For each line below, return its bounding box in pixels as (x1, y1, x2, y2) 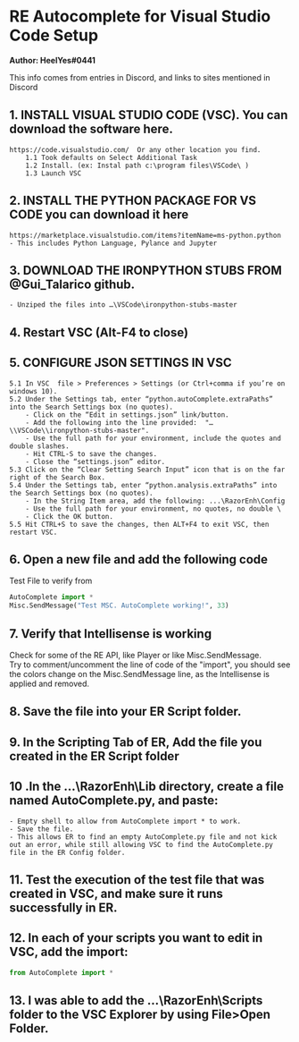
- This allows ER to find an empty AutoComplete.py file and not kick (9, 832, 278, 842)
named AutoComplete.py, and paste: (9, 793, 219, 809)
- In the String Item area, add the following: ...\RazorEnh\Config (25, 496, 286, 505)
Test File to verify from (9, 575, 93, 587)
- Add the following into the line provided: (25, 418, 198, 427)
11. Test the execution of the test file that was (9, 872, 265, 887)
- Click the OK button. (25, 512, 114, 521)
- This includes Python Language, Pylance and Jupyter (9, 239, 218, 248)
